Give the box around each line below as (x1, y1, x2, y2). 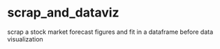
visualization (7, 35, 43, 43)
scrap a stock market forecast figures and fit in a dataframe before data (7, 28, 214, 36)
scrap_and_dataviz (7, 5, 120, 21)
